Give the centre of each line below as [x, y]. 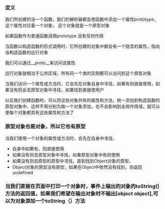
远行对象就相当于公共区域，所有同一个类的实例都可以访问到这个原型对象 [78, 73]
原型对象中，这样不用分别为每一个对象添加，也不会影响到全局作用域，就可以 [82, 106]
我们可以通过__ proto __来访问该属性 [40, 63]
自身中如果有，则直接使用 [38, 149]
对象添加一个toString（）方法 [50, 201]
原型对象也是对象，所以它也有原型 [45, 127]
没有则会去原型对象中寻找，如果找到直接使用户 [56, 90]
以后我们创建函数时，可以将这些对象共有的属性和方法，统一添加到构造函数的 [82, 100]
